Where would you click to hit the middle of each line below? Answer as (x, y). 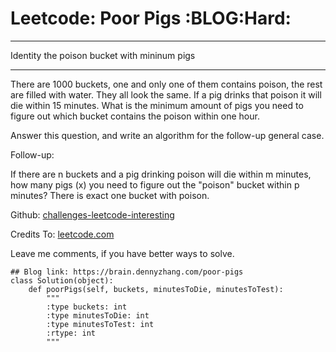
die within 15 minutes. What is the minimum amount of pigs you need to (157, 105)
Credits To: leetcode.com (62, 234)
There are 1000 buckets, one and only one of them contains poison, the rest (166, 84)
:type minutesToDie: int (98, 315)
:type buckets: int (87, 307)
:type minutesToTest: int (100, 324)
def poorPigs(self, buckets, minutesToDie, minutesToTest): (156, 289)
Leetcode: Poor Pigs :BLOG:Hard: (151, 18)
